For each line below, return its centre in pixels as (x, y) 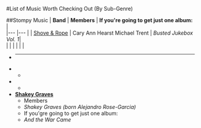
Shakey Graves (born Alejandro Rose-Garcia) (80, 107)
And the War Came (47, 120)
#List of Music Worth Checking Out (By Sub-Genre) (70, 9)
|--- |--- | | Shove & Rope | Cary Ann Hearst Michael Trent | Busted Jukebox (100, 33)
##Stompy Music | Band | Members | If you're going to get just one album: (100, 20)
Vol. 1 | (14, 39)
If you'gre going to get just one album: (71, 113)
